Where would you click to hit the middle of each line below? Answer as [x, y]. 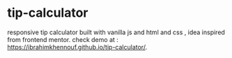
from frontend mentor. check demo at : [63, 39]
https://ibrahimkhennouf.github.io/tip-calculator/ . [77, 47]
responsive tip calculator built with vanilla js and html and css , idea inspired [116, 32]
